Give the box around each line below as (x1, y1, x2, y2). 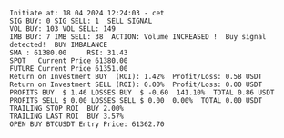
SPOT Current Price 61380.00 (9, 56, 128, 65)
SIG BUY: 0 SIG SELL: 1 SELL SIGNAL (9, 16, 153, 25)
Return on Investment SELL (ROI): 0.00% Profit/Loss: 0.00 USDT (9, 80, 262, 89)
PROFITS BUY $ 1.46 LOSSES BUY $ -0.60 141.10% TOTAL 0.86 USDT (9, 88, 275, 97)
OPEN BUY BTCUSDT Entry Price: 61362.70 (9, 120, 166, 129)
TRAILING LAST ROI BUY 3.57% (9, 112, 125, 121)
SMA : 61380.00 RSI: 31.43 (9, 48, 128, 57)
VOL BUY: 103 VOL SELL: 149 (9, 25, 117, 34)
